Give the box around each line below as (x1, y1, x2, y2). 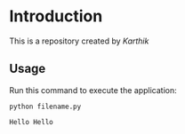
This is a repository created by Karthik (9, 35, 149, 46)
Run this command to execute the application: (9, 84, 177, 95)
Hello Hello (9, 117, 53, 126)
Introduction (9, 6, 103, 27)
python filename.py (9, 102, 82, 111)
